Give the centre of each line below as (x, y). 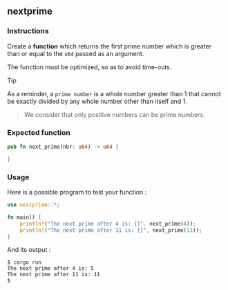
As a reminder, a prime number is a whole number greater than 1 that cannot (114, 93)
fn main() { (24, 217)
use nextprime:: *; (34, 205)
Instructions (28, 31)
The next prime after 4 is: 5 (51, 269)
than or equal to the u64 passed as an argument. (76, 53)
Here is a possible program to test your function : (77, 192)
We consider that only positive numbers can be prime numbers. (114, 114)
